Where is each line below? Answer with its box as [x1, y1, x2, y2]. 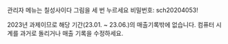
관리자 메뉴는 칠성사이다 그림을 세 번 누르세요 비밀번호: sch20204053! [7, 6, 198, 14]
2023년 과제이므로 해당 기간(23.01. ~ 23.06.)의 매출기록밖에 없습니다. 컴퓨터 [7, 21, 215, 29]
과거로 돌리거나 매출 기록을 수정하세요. [19, 30, 124, 37]
